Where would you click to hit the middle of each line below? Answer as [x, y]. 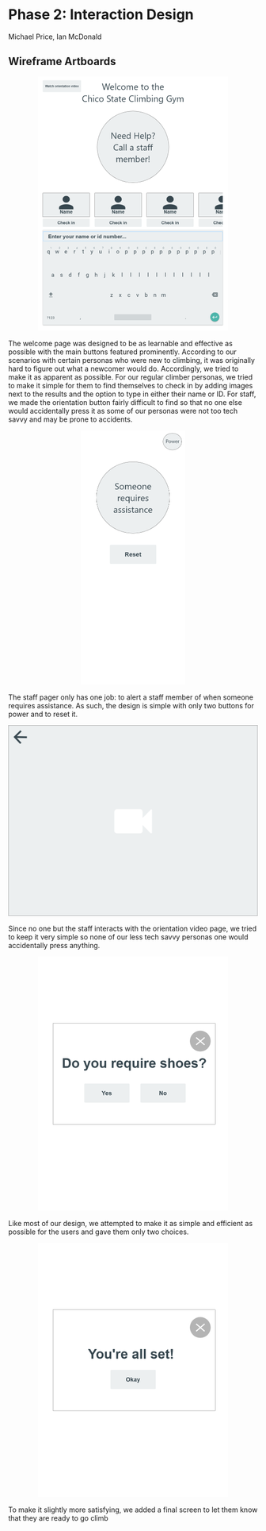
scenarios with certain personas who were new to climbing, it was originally [132, 360]
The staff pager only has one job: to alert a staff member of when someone [131, 697]
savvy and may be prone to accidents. [70, 419]
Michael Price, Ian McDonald [55, 37]
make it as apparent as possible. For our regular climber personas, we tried [131, 377]
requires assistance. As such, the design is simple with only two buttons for [131, 705]
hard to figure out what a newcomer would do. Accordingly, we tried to [123, 368]
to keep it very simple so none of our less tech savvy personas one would [128, 937]
